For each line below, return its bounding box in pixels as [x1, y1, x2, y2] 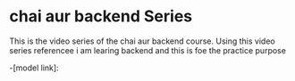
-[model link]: [9, 62, 60, 73]
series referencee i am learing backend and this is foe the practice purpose [9, 45, 286, 55]
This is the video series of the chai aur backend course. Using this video [9, 36, 275, 46]
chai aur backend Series [9, 6, 193, 27]
